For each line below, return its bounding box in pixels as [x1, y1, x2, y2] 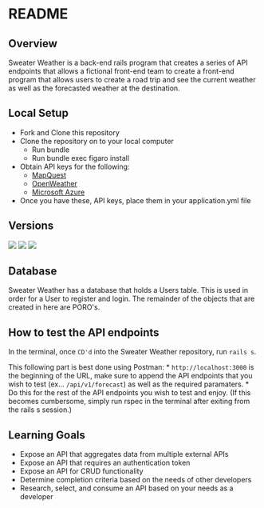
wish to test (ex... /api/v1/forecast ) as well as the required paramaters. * [8, 379, 250, 389]
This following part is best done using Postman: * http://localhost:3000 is [8, 362, 254, 372]
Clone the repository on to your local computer [19, 136, 174, 146]
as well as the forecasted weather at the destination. [8, 83, 181, 93]
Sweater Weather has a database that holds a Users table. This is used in [8, 286, 249, 295]
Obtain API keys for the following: [19, 162, 130, 171]
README [8, 5, 69, 23]
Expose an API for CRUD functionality [19, 466, 144, 476]
